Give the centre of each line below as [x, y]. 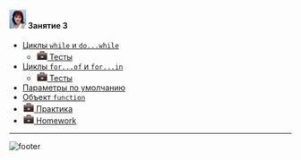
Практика [54, 109]
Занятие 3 [48, 25]
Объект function [54, 97]
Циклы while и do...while [70, 46]
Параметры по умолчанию [74, 88]
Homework [56, 121]
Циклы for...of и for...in [73, 67]
